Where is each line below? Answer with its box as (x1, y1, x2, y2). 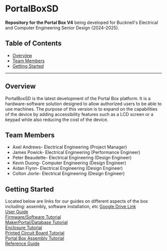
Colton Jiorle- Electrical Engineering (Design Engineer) (12, 170, 125, 177)
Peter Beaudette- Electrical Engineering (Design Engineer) (12, 155, 132, 161)
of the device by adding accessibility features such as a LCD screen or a (5, 111, 154, 117)
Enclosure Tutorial (5, 225, 42, 231)
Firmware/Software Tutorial (5, 214, 61, 220)
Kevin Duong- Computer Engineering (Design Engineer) (12, 160, 126, 166)
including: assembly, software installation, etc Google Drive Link (5, 204, 136, 210)
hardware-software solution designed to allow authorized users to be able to (5, 101, 162, 107)
